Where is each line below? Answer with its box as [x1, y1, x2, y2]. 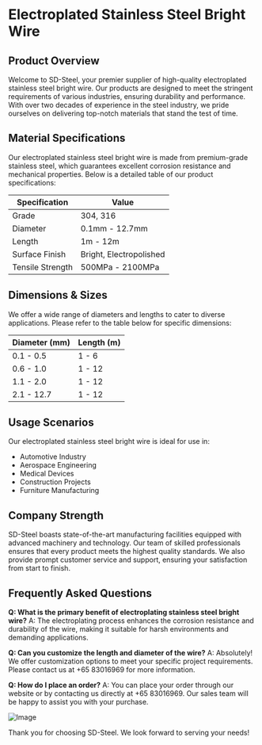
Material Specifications [8, 132, 126, 145]
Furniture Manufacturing [19, 486, 100, 495]
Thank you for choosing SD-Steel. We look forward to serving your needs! [8, 728, 250, 738]
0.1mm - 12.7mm [80, 223, 148, 234]
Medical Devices [19, 469, 74, 479]
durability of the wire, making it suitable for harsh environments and [8, 625, 230, 634]
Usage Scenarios [8, 416, 94, 430]
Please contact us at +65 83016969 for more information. [8, 665, 196, 674]
